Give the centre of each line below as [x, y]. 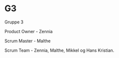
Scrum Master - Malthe [28, 41]
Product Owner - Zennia [29, 31]
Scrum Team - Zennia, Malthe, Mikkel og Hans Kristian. [59, 50]
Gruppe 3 [14, 22]
